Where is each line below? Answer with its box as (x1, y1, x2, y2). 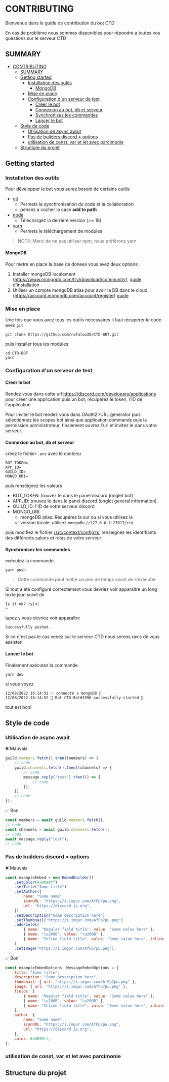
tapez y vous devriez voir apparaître (5, 615, 80, 621)
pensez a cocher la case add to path (20, 206, 97, 213)
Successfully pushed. (5, 625, 51, 630)
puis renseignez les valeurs (5, 483, 62, 489)
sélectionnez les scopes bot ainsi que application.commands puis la (5, 417, 147, 423)
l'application (5, 402, 31, 408)
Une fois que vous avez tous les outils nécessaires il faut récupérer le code (5, 316, 162, 323)
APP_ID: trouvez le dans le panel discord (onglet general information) (12, 498, 157, 504)
